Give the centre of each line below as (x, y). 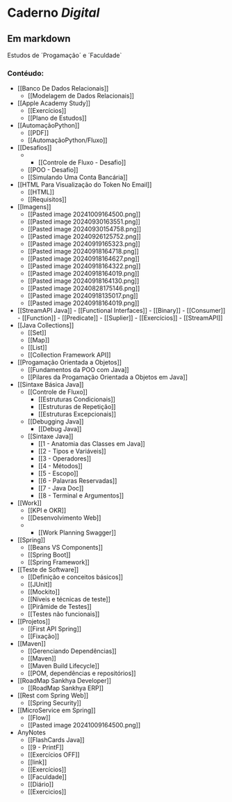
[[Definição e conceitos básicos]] (75, 577)
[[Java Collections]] (45, 325)
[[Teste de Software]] (48, 570)
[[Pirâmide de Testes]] (59, 607)
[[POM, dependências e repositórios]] (82, 673)
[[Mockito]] (44, 592)
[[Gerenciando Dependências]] (72, 651)
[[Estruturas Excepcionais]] (77, 414)
